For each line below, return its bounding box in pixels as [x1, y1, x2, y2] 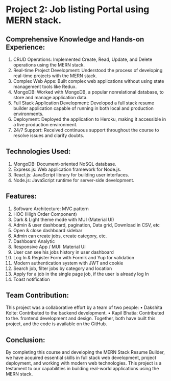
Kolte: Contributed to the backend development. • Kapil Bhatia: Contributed [6, 310, 164, 316]
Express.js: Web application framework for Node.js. [13, 166, 121, 172]
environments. [13, 111, 44, 117]
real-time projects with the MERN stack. [13, 73, 97, 79]
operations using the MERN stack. [13, 62, 85, 68]
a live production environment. [13, 122, 78, 127]
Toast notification [13, 276, 50, 282]
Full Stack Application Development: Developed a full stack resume [13, 100, 155, 106]
